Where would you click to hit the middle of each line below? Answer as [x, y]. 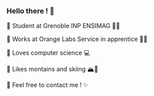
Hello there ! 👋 [30, 11]
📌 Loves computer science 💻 [48, 53]
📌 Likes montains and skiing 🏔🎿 [52, 69]
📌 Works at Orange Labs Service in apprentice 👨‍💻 [77, 39]
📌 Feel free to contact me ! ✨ [48, 85]
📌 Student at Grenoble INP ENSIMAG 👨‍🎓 [63, 26]
